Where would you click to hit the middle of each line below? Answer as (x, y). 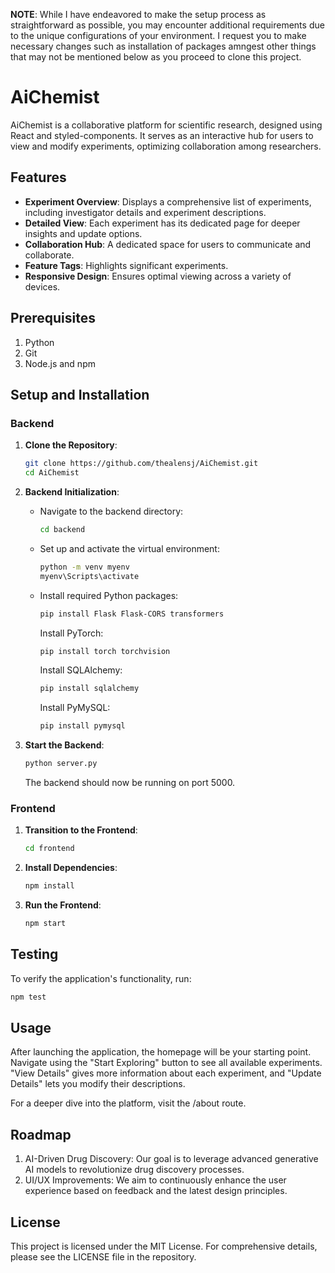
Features (38, 177)
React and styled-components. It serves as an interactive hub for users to (162, 135)
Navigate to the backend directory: (111, 511)
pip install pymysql (82, 726)
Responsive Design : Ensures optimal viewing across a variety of (158, 276)
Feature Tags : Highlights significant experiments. (126, 265)
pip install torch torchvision (105, 651)
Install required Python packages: (109, 595)
